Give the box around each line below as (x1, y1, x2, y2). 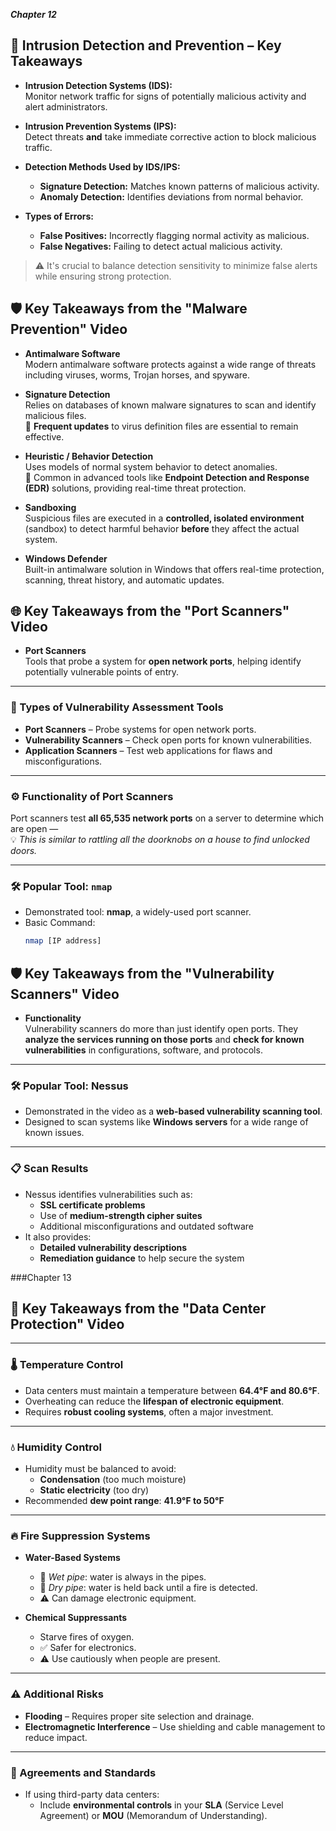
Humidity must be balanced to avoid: (24, 1463, 177, 1475)
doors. (10, 845, 38, 857)
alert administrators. (24, 100, 108, 113)
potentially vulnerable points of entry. (24, 666, 179, 678)
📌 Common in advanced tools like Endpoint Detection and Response (24, 471, 310, 483)
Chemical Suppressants (24, 1612, 128, 1624)
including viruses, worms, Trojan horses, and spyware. (24, 369, 251, 381)
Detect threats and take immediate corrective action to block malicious (24, 130, 317, 143)
